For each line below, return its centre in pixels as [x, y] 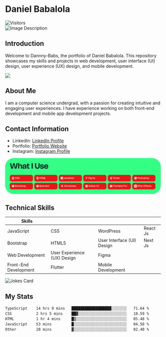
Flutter [57, 267]
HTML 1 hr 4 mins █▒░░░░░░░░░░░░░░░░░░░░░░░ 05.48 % [77, 319]
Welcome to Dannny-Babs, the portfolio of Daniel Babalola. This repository [81, 55]
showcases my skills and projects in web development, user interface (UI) [80, 61]
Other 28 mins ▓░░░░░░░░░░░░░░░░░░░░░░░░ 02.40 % [77, 329]
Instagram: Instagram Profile [41, 151]
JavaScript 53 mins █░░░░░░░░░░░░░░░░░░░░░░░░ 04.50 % [77, 324]
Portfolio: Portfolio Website [40, 146]
